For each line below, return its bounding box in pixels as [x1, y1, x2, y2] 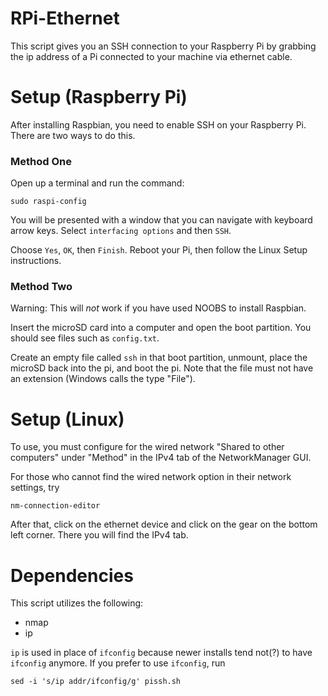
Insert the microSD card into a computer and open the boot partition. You [10, 322, 312, 334]
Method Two [10, 280, 73, 294]
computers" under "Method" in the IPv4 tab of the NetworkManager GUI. [10, 452, 312, 464]
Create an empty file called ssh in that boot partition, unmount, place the [10, 352, 308, 364]
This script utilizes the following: [10, 597, 144, 609]
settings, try [10, 482, 60, 494]
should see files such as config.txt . [10, 332, 160, 344]
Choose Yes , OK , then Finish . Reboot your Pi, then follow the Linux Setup [10, 244, 308, 256]
